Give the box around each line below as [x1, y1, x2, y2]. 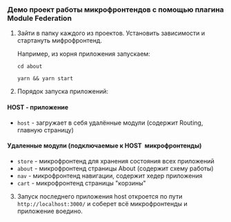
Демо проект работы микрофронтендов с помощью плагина [7, 5, 224, 14]
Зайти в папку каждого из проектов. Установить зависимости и [17, 29, 205, 37]
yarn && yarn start [17, 75, 74, 82]
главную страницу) [17, 125, 74, 134]
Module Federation [7, 13, 72, 23]
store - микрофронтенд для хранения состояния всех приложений [17, 157, 215, 165]
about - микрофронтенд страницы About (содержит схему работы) [17, 164, 214, 172]
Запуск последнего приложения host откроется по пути [17, 192, 183, 201]
